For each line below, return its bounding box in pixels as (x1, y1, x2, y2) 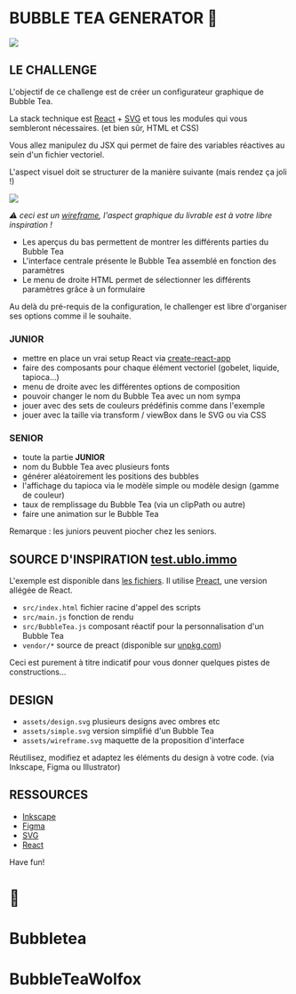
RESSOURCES (9, 788, 89, 803)
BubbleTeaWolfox (9, 969, 142, 990)
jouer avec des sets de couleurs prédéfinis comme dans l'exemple (21, 400, 265, 411)
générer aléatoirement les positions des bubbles (21, 471, 200, 481)
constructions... (9, 667, 67, 677)
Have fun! (9, 856, 45, 867)
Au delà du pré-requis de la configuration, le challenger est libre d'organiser (9, 301, 287, 311)
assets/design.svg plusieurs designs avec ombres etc (21, 715, 220, 726)
